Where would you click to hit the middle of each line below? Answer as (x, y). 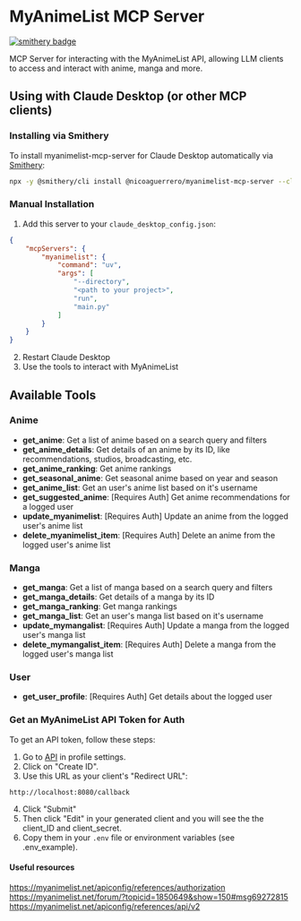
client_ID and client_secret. (72, 828)
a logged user (48, 506)
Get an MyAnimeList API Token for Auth (97, 720)
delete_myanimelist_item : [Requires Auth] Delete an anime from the (149, 535)
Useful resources (42, 867)
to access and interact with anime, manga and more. (106, 68)
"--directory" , (101, 282)
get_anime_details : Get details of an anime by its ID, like (126, 449)
